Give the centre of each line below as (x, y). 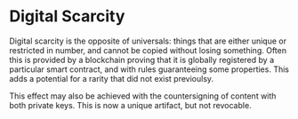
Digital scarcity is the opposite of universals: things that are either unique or (148, 41)
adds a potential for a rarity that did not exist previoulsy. (112, 78)
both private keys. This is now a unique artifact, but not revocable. (130, 105)
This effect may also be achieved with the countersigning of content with (143, 96)
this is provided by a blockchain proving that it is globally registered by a (141, 59)
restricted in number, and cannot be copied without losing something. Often (148, 50)
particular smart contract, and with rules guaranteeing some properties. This (149, 69)
